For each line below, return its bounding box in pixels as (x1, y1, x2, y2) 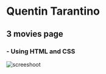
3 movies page (6, 29, 64, 39)
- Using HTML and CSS (6, 47, 76, 56)
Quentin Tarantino (6, 4, 101, 18)
